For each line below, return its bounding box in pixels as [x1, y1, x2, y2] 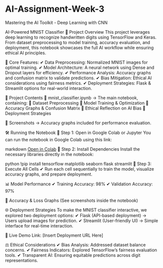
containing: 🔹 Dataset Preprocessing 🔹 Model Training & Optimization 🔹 [5, 100, 149, 106]
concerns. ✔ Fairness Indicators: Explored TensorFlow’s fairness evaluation [5, 247, 158, 253]
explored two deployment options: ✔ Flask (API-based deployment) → [5, 212, 147, 218]
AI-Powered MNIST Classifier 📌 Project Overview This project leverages [5, 29, 150, 35]
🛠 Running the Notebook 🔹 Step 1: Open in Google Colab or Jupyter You [5, 130, 151, 135]
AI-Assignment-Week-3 [5, 3, 105, 15]
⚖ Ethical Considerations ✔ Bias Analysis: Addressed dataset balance [5, 242, 146, 247]
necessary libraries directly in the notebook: [5, 151, 94, 157]
